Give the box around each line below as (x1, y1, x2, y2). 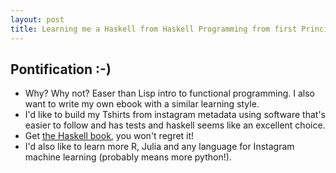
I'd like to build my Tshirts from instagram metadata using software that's (24, 109, 326, 121)
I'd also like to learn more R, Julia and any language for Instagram (24, 141, 295, 153)
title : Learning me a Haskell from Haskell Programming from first (10, 24, 298, 34)
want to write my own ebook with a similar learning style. (24, 98, 260, 110)
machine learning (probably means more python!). (24, 151, 232, 163)
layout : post (10, 14, 65, 25)
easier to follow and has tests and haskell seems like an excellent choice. (24, 119, 326, 131)
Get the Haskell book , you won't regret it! (24, 130, 195, 142)
